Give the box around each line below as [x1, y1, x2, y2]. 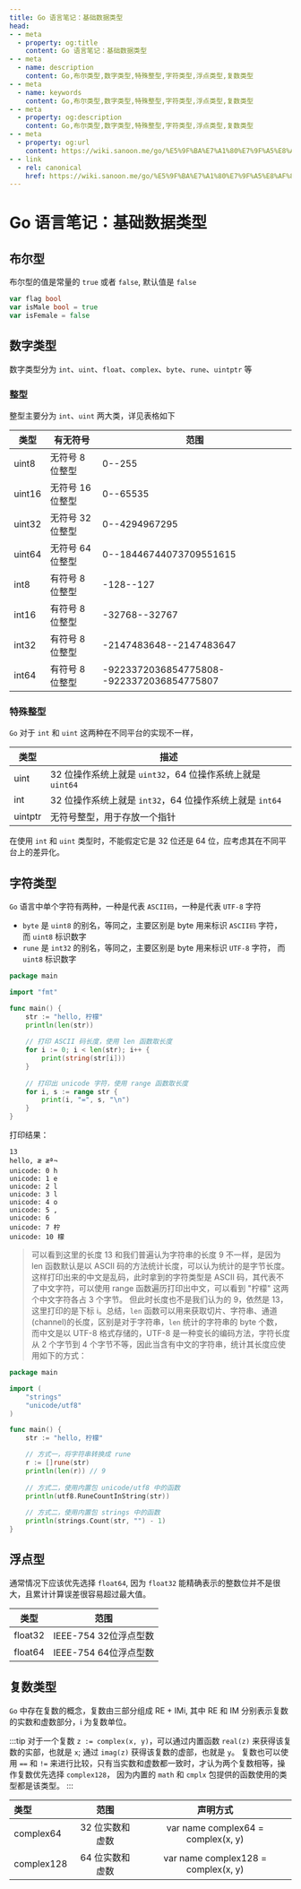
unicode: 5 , [9, 1206, 58, 1215]
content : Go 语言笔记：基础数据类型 [25, 47, 148, 56]
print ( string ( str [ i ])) [41, 1054, 126, 1063]
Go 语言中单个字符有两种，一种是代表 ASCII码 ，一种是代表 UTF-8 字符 [9, 901, 262, 912]
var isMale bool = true [9, 303, 99, 312]
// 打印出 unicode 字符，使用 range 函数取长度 [25, 1079, 189, 1088]
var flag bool [9, 295, 63, 304]
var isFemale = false [9, 311, 90, 320]
